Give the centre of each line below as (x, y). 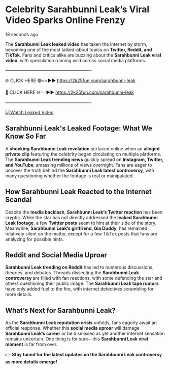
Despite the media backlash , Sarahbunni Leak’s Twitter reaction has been (84, 212)
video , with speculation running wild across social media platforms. (76, 60)
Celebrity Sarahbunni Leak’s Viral (77, 9)
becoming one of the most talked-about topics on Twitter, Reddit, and (79, 49)
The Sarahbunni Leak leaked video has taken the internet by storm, (76, 44)
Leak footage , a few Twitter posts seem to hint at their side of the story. (81, 223)
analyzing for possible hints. (35, 239)
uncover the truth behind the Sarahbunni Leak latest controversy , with (80, 170)
